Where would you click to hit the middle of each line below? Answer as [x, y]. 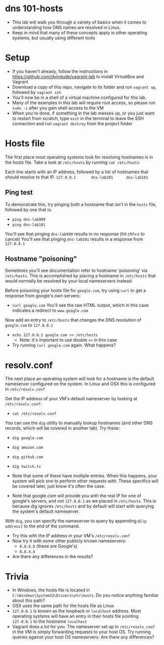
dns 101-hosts [34, 9]
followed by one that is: [29, 209]
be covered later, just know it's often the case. [59, 486]
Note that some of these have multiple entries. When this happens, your [85, 476]
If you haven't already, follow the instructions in [60, 71]
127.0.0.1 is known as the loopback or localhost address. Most [76, 611]
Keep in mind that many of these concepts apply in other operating [80, 32]
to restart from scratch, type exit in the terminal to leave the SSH [78, 118]
